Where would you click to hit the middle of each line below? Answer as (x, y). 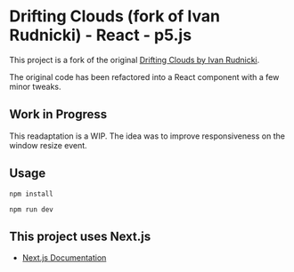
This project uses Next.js (80, 236)
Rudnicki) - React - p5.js (101, 35)
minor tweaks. (35, 86)
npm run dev (31, 209)
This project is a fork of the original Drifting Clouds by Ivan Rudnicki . (135, 60)
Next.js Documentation (64, 258)
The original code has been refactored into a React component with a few (144, 76)
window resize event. (48, 145)
